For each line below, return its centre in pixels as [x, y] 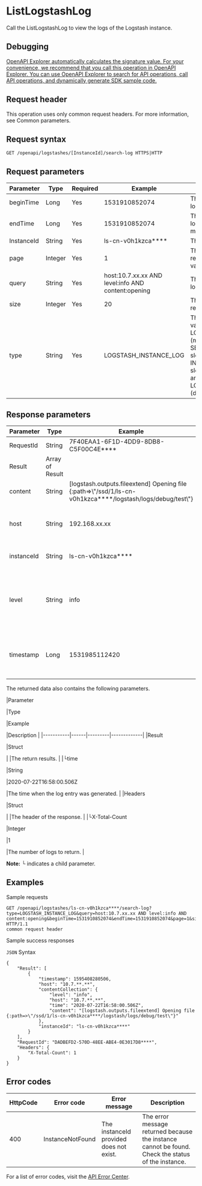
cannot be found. [166, 1146]
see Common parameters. [38, 120]
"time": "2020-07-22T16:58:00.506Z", [96, 1005]
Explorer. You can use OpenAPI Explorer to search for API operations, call [97, 74]
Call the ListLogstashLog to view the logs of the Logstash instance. [89, 28]
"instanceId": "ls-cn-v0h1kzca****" [84, 1026]
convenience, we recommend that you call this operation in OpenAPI [91, 67]
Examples [25, 883]
